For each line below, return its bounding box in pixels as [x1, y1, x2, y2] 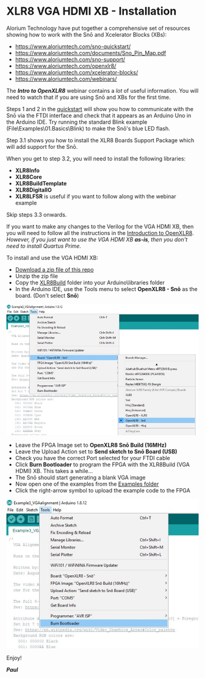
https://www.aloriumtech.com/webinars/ [15, 75, 117, 82]
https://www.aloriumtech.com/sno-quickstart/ [15, 43, 131, 50]
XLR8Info [15, 167, 40, 174]
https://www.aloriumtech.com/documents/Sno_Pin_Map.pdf [15, 49, 167, 56]
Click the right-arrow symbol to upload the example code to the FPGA [15, 486, 190, 494]
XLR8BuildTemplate [15, 179, 67, 187]
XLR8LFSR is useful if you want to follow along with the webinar [15, 192, 176, 200]
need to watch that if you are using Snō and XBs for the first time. [6, 93, 171, 101]
